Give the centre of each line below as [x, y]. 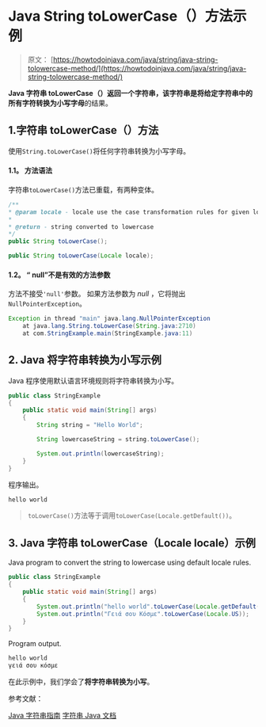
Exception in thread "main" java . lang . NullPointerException [110, 319]
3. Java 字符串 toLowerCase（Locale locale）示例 [132, 543]
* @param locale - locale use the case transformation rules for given [129, 212]
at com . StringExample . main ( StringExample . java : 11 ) [108, 333]
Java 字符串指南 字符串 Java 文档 [63, 716]
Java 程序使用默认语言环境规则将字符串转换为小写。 [93, 380]
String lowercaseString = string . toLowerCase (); [118, 440]
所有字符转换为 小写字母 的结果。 [60, 103]
